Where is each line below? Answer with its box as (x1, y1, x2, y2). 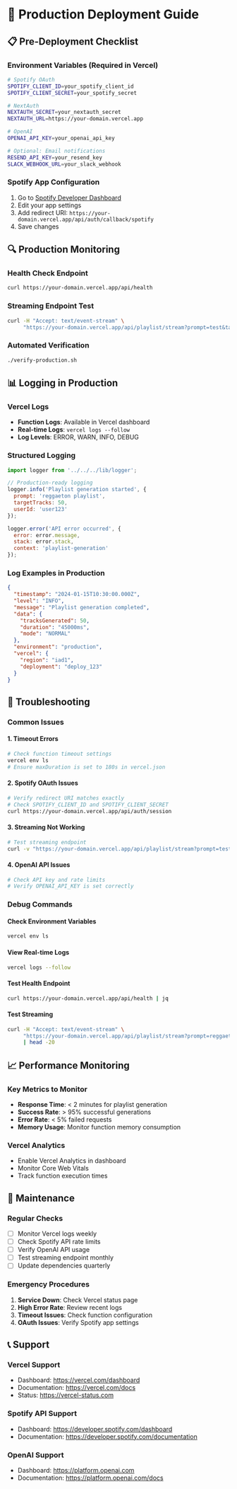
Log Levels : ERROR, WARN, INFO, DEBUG (17, 433, 140, 442)
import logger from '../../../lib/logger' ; (7, 466, 138, 473)
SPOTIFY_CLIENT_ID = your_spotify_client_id (7, 83, 134, 90)
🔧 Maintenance (7, 1192, 75, 1204)
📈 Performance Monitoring (7, 1059, 130, 1071)
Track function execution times (17, 1171, 108, 1180)
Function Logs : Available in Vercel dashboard (17, 418, 150, 427)
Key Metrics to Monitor (7, 1084, 88, 1094)
